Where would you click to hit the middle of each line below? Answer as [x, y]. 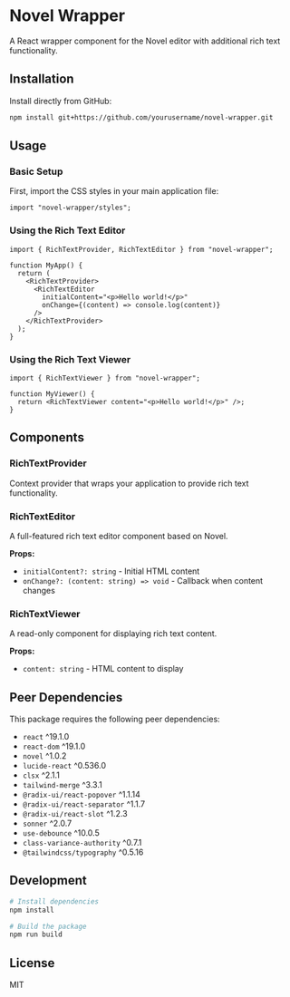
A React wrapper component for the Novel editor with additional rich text [145, 41]
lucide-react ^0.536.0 [64, 765]
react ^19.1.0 [46, 736]
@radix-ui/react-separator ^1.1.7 [84, 804]
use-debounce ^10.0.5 [61, 833]
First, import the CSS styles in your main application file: [114, 191]
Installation [42, 79]
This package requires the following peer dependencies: [115, 719]
